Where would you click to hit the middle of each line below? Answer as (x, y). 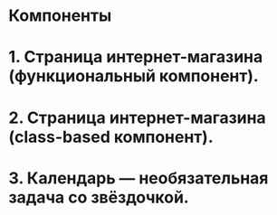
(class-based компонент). (111, 137)
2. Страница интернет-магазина (137, 117)
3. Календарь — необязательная (138, 178)
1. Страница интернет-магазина (136, 57)
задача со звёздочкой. (99, 197)
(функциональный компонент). (134, 76)
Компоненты (60, 16)
